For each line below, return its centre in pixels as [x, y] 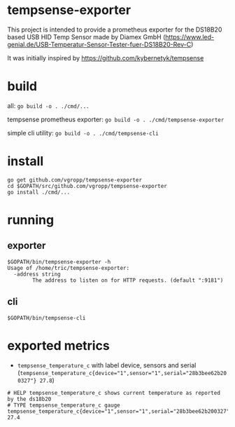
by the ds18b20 [29, 399]
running [31, 220]
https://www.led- [190, 36]
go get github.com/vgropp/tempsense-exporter [74, 180]
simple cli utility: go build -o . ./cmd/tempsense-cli [83, 133]
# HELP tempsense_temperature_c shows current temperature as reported [114, 393]
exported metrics [58, 345]
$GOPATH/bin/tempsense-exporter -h [59, 262]
